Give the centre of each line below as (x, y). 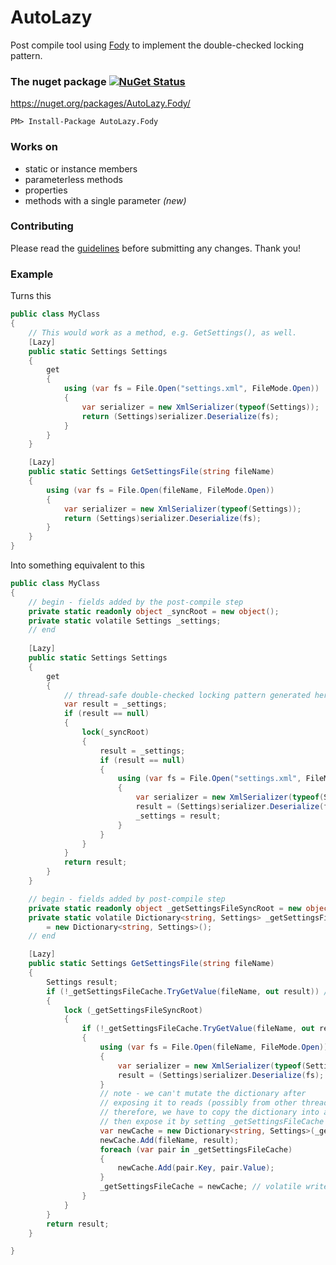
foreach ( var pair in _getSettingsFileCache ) (196, 1149)
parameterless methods (73, 179)
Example (32, 274)
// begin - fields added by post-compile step (127, 899)
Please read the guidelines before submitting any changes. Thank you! (156, 248)
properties (46, 190)
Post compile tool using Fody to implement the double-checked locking (157, 45)
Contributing (42, 226)
